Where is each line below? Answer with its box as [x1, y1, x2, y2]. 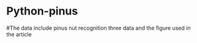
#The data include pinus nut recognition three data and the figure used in [6, 24, 191, 31]
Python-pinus [6, 4, 78, 18]
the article [6, 30, 32, 38]
